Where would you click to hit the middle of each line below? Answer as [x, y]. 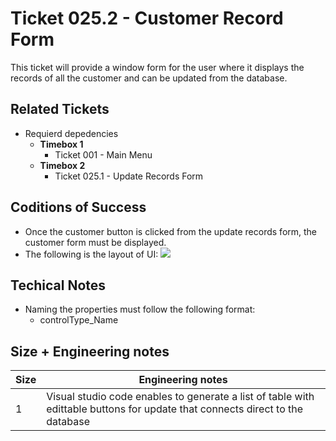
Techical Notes [58, 285]
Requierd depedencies [71, 133]
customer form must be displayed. [95, 242]
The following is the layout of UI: [91, 254]
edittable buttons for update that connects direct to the [175, 409]
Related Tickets [60, 109]
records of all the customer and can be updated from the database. [149, 78]
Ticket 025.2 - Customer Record [147, 18]
